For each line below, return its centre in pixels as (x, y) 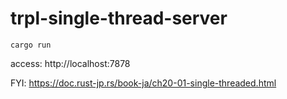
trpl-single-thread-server (119, 18)
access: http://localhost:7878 (70, 63)
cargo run (31, 45)
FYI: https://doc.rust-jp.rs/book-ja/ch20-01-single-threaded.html (143, 83)
